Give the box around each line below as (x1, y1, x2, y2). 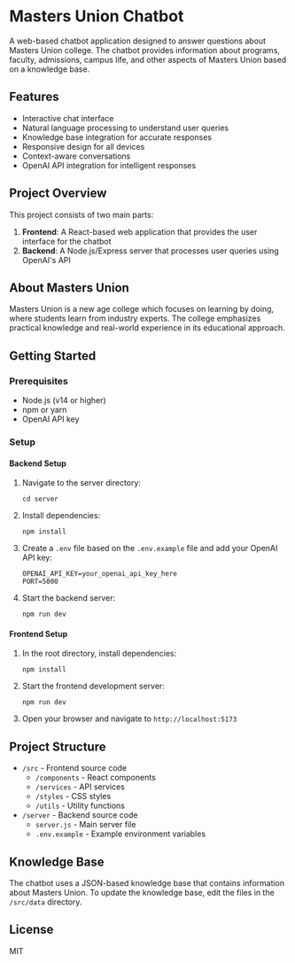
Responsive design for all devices (21, 141, 145, 151)
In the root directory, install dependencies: (21, 648, 177, 659)
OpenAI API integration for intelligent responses (21, 159, 197, 170)
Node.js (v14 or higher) (21, 395, 106, 406)
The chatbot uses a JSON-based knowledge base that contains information (9, 878, 285, 889)
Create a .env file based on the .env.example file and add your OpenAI (21, 543, 278, 554)
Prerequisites (9, 375, 68, 387)
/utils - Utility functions (35, 800, 126, 812)
